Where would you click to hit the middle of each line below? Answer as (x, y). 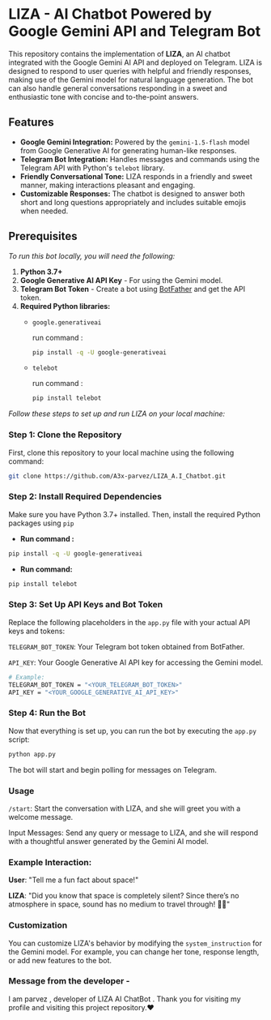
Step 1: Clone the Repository (65, 435)
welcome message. (41, 816)
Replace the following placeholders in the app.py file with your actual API (129, 622)
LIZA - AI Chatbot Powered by (110, 14)
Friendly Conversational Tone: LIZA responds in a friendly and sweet (136, 176)
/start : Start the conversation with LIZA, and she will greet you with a (125, 808)
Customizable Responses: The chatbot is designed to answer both (132, 193)
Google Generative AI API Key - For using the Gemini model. (121, 280)
